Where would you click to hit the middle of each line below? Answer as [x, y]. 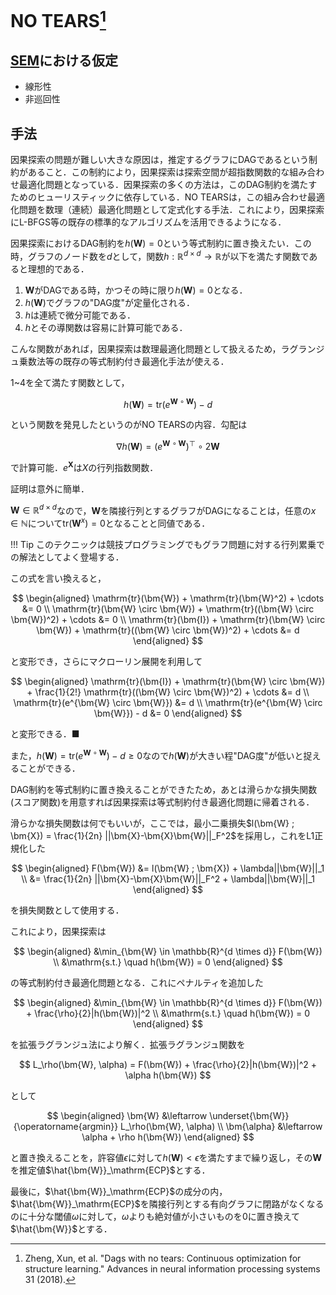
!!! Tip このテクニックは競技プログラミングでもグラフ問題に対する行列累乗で [167, 545]
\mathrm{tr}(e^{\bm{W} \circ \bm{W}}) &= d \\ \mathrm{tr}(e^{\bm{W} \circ [168, 703]
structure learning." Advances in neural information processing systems [172, 1268]
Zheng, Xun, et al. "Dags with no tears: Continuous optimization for [163, 1258]
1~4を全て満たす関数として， [70, 382]
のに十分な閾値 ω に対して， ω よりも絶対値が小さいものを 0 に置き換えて [155, 1216]
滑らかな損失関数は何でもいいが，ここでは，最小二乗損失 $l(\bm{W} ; [152, 823]
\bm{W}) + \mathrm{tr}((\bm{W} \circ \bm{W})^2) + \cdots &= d [168, 630]
